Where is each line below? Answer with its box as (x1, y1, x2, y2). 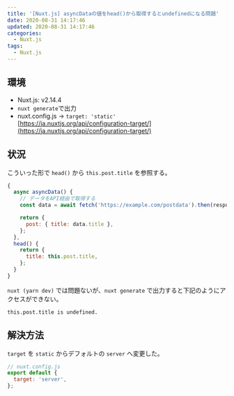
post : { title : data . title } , (25, 220, 114, 227)
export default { (7, 370, 58, 376)
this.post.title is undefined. (7, 308, 98, 316)
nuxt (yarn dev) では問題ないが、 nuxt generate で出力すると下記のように (7, 286, 221, 294)
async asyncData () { (13, 189, 73, 196)
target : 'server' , (13, 376, 68, 383)
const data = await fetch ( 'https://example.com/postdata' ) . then (19, 201, 210, 209)
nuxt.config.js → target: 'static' (17, 112, 116, 120)
